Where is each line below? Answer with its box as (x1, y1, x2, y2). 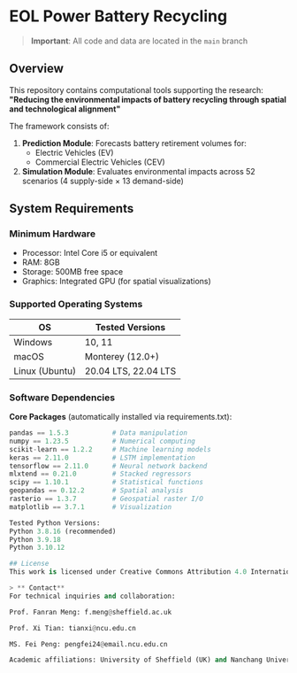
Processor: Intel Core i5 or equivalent (21, 248, 158, 259)
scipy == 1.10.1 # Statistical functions (9, 478, 203, 487)
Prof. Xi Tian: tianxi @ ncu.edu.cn (9, 623, 137, 632)
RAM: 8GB (21, 257, 60, 267)
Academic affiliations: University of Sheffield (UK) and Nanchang (9, 655, 263, 665)
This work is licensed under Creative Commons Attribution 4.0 (9, 568, 247, 576)
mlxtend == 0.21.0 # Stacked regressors (9, 469, 192, 479)
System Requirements (9, 201, 134, 216)
